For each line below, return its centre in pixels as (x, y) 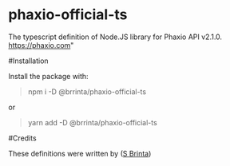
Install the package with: (49, 76)
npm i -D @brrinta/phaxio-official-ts (87, 91)
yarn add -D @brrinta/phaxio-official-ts (92, 122)
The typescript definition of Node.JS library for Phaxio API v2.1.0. (115, 37)
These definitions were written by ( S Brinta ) (80, 153)
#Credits (23, 138)
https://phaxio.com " (41, 45)
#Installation (29, 61)
